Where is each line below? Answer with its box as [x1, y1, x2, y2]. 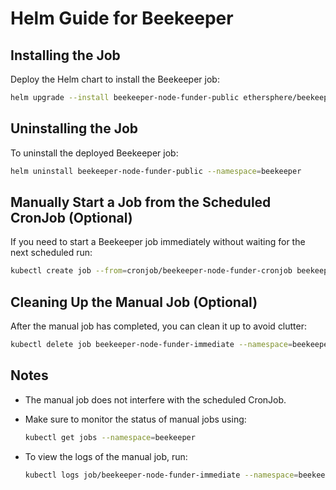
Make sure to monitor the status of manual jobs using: [24, 413, 247, 425]
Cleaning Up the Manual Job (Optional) [10, 293, 258, 311]
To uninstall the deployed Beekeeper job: [10, 147, 179, 159]
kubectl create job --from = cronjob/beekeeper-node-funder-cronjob [10, 266, 293, 276]
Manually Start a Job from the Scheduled [10, 193, 272, 211]
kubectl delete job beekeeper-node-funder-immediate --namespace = [10, 340, 293, 350]
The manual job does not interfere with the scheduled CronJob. [24, 393, 287, 406]
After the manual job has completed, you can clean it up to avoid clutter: [10, 320, 308, 332]
